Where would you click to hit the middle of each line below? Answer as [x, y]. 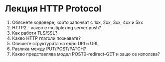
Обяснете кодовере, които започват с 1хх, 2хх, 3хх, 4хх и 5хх [77, 22]
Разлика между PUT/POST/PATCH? [49, 49]
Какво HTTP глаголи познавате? [46, 38]
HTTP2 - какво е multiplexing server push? [56, 27]
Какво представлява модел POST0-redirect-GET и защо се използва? [86, 54]
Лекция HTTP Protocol [53, 9]
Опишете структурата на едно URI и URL [55, 43]
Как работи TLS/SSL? [35, 33]
